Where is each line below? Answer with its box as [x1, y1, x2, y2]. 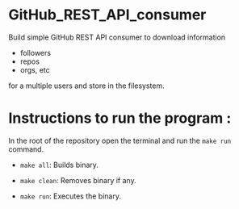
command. [8, 144, 44, 154]
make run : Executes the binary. [19, 191, 121, 201]
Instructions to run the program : [8, 109, 232, 127]
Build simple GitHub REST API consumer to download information [8, 32, 226, 42]
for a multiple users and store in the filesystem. [8, 81, 166, 90]
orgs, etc [19, 65, 50, 74]
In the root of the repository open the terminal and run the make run [8, 136, 232, 145]
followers [19, 48, 51, 57]
